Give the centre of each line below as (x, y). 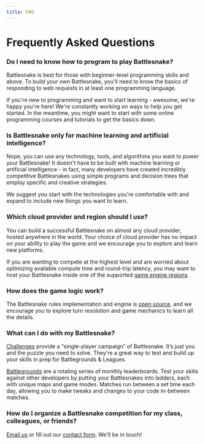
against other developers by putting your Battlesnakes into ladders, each (98, 378)
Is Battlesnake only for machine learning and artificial (87, 136)
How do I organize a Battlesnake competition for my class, (95, 413)
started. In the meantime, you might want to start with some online (90, 113)
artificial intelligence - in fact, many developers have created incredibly (96, 169)
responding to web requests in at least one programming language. (91, 88)
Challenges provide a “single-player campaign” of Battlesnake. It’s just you (101, 346)
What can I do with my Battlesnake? (61, 333)
